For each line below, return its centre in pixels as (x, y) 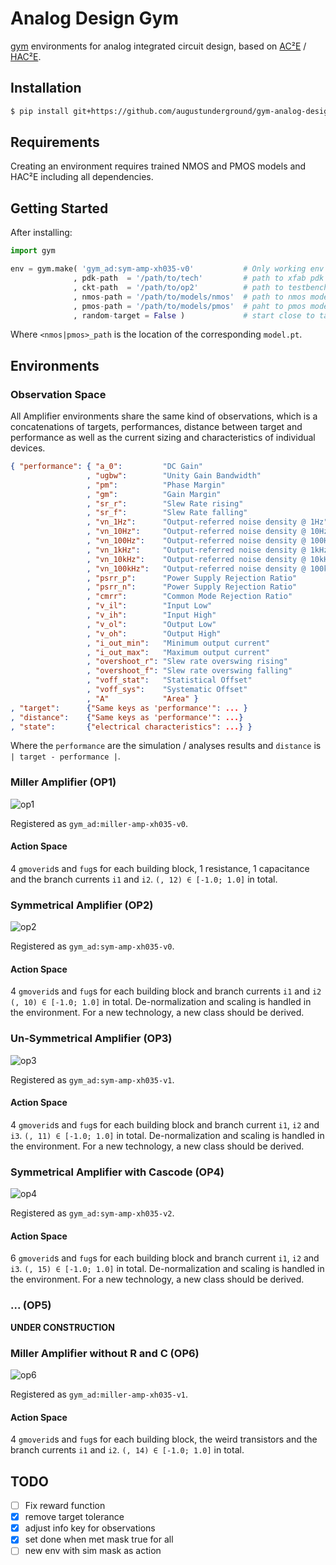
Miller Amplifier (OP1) (63, 782)
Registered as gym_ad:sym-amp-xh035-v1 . (92, 1079)
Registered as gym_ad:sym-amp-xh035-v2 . (92, 1213)
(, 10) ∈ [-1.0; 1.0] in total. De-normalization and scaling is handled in (161, 1002)
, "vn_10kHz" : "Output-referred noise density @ (196, 559)
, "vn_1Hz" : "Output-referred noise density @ (196, 522)
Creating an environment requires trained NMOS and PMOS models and (158, 166)
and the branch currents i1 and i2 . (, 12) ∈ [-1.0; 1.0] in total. (144, 879)
